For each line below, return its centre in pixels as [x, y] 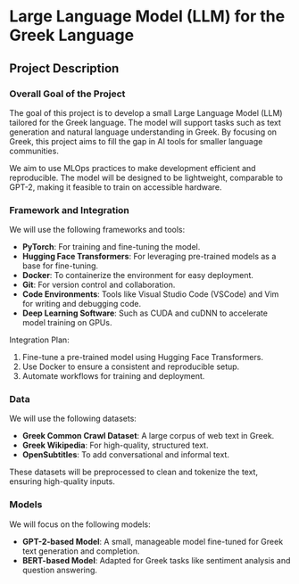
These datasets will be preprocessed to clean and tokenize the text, [134, 472]
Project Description [64, 68]
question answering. [60, 570]
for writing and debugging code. [81, 304]
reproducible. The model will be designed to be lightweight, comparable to [146, 177]
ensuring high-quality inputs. [62, 481]
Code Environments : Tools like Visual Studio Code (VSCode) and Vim [150, 294]
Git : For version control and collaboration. [99, 285]
